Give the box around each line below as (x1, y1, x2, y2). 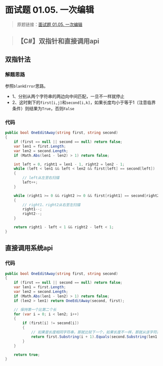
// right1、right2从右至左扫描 (22, 202, 81, 207)
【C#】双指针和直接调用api (16, 37, 99, 45)
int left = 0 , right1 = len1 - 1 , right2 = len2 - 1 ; (14, 162, 125, 167)
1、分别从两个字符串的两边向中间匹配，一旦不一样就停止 (12, 94, 125, 99)
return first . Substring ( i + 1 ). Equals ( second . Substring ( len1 (31, 334, 158, 339)
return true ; (14, 352, 40, 357)
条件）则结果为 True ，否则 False (12, 106, 75, 112)
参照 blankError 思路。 (5, 83, 49, 89)
